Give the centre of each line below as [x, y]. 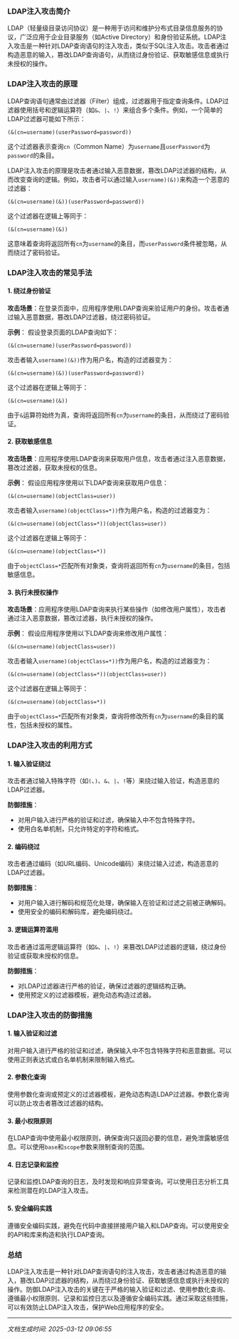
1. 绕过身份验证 [29, 291]
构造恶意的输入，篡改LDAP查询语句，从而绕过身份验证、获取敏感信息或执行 [118, 55]
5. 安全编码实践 [30, 1208]
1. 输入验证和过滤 [32, 1033]
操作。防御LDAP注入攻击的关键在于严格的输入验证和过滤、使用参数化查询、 [118, 1289]
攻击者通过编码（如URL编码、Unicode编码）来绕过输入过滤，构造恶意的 [113, 864]
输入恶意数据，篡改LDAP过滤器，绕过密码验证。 [84, 317]
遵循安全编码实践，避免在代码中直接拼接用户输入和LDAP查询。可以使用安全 [118, 1225]
